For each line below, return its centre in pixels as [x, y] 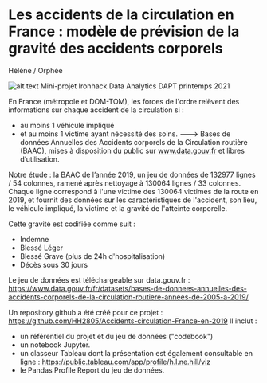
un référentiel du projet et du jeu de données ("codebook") [116, 336]
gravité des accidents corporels [116, 49]
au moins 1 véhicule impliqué [67, 125]
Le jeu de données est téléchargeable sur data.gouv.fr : [99, 279]
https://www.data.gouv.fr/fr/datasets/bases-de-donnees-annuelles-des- [128, 288]
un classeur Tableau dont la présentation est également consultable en [136, 353]
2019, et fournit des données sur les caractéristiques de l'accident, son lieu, [133, 200]
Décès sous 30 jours [54, 264]
